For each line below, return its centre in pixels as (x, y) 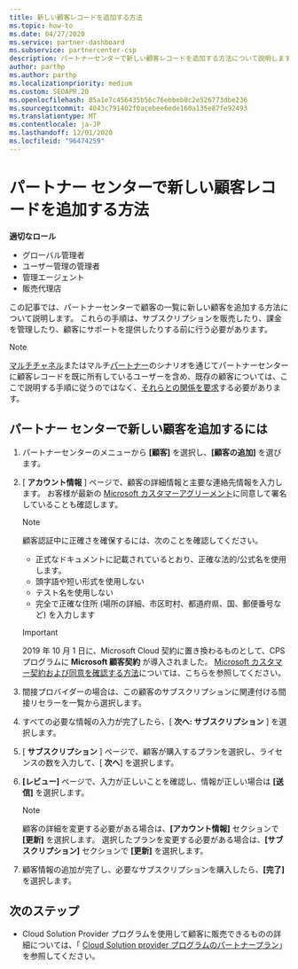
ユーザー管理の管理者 (61, 266)
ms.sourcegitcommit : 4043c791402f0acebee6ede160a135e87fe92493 (129, 108)
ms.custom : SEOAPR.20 (49, 91)
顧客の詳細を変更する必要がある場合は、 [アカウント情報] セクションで (150, 828)
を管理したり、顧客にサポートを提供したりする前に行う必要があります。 (141, 329)
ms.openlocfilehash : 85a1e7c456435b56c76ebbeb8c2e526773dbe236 (129, 100)
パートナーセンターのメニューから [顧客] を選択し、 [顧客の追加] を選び (152, 452)
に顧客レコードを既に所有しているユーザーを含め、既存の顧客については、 (145, 376)
